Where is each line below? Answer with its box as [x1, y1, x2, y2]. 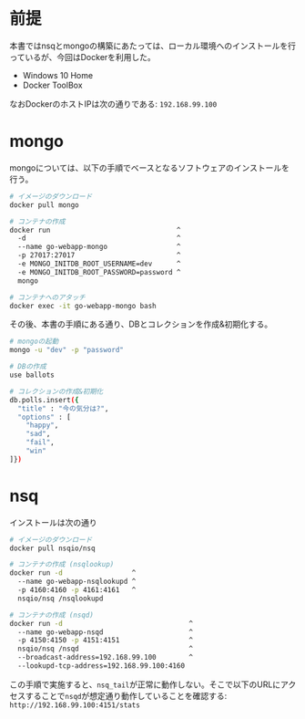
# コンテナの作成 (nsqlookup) [9, 560, 115, 569]
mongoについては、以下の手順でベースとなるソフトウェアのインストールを [9, 162, 290, 173]
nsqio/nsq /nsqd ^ [17, 644, 194, 653]
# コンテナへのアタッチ [9, 293, 86, 302]
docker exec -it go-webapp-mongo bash [9, 301, 157, 310]
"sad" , [25, 430, 51, 439]
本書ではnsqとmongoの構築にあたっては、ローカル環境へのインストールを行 [9, 40, 296, 51]
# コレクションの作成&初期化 [9, 387, 104, 396]
